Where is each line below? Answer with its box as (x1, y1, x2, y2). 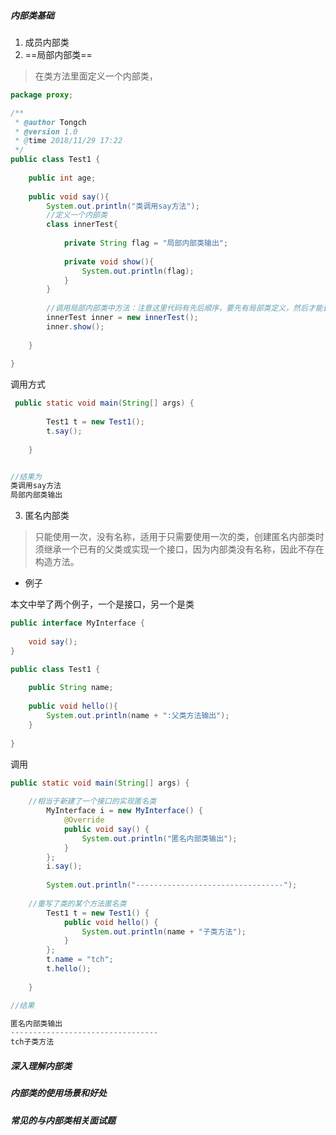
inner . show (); (46, 321, 105, 332)
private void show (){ (63, 256, 155, 267)
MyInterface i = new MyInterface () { (46, 806, 203, 816)
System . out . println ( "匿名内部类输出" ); (81, 833, 238, 844)
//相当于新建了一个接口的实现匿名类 (28, 796, 157, 807)
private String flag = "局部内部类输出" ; (63, 238, 229, 249)
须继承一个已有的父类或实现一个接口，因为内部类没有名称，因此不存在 (34, 543, 325, 555)
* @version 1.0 (14, 126, 78, 137)
